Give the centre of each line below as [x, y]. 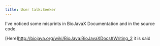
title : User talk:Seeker [31, 10]
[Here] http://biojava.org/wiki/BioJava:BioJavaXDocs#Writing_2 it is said [78, 38]
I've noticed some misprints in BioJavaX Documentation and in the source [80, 23]
